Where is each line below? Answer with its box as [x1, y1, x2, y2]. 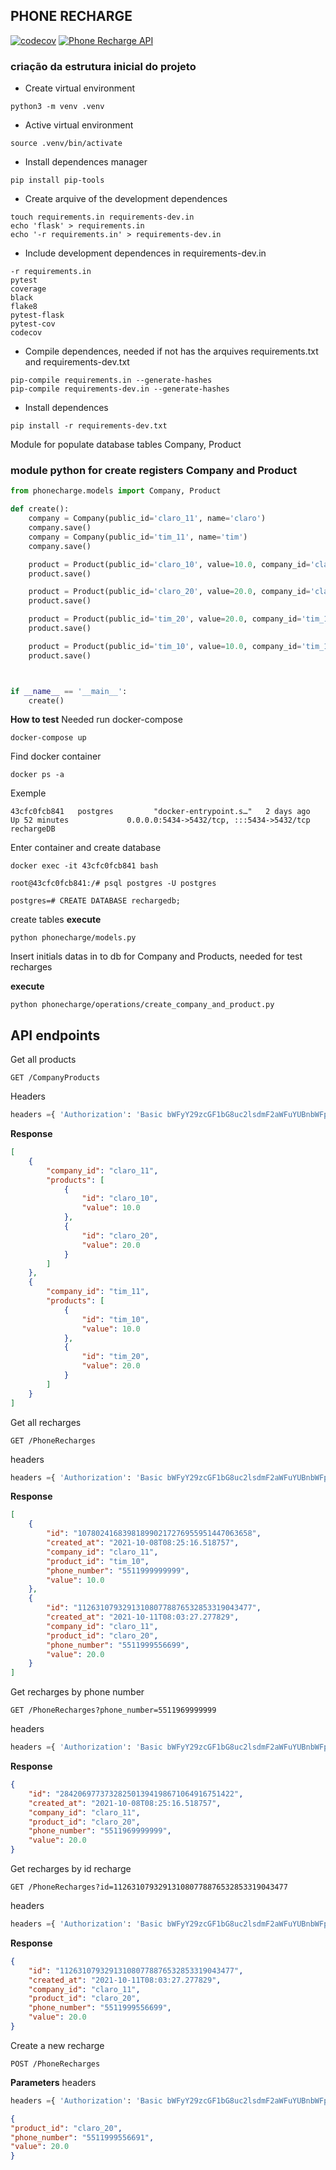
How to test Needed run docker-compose [10, 714, 183, 726]
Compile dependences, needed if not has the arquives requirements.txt [24, 345, 319, 358]
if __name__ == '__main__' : [10, 686, 128, 696]
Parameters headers [10, 2076, 97, 2088]
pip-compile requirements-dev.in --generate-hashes [10, 384, 230, 394]
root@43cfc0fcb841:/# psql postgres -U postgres [10, 879, 217, 889]
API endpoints [10, 1027, 101, 1044]
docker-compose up [10, 733, 87, 743]
